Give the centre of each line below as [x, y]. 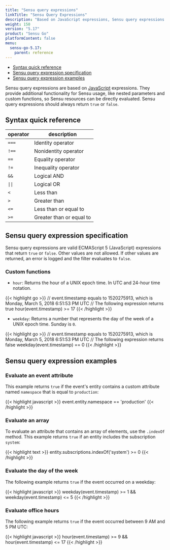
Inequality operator [57, 168]
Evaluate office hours [32, 510]
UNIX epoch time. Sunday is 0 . [44, 324]
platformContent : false [30, 39]
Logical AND [49, 176]
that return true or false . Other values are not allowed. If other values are [82, 253]
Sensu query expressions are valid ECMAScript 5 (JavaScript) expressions [83, 248]
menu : [11, 43]
